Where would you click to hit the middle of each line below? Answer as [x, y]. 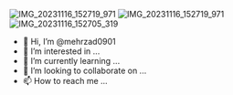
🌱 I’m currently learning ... [71, 61]
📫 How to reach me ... [65, 81]
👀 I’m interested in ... [61, 51]
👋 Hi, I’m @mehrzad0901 [69, 42]
